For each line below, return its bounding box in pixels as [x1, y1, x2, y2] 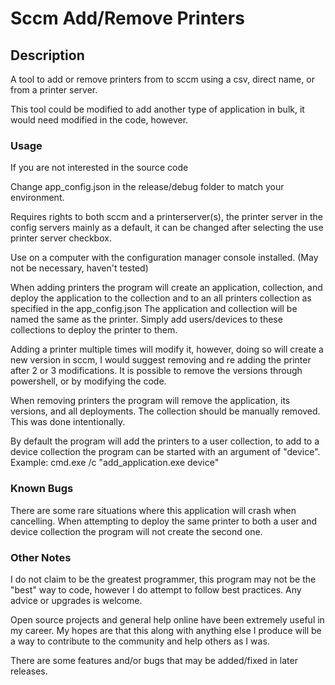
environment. [10, 192, 65, 204]
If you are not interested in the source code [10, 162, 189, 174]
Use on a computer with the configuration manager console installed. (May [10, 252, 319, 264]
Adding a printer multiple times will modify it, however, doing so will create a [10, 343, 324, 356]
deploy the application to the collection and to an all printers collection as [10, 292, 312, 304]
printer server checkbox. [10, 232, 112, 244]
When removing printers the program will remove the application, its [10, 395, 291, 407]
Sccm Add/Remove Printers [10, 7, 245, 30]
